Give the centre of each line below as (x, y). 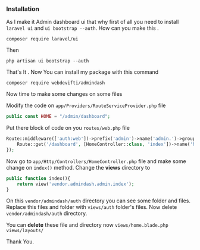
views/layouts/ (25, 231)
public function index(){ (38, 178)
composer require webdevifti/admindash (56, 83)
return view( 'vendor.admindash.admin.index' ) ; (76, 184)
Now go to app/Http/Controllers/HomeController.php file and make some (96, 161)
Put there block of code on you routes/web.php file (68, 128)
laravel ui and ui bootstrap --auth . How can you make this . (82, 28)
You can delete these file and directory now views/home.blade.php (87, 225)
